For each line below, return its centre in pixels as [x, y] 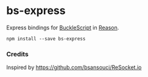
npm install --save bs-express [46, 38]
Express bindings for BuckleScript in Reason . [63, 28]
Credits [17, 54]
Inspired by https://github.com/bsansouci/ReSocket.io [74, 67]
